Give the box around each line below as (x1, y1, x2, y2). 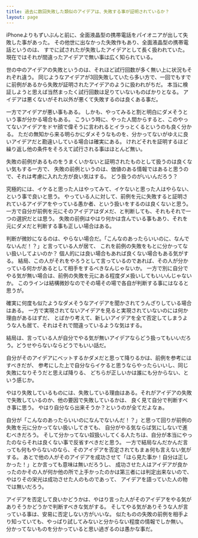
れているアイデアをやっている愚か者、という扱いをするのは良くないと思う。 (6, 200, 192, 207)
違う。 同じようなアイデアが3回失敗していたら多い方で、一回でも (21, 73, 181, 81)
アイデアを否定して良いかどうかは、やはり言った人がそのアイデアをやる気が (6, 495, 192, 502)
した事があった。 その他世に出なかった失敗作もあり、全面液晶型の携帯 (11, 39, 184, 46)
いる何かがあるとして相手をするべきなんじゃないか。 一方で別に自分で (16, 264, 189, 271)
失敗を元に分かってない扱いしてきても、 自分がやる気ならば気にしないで (6, 424, 183, 431)
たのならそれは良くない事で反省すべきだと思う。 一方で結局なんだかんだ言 (6, 438, 189, 446)
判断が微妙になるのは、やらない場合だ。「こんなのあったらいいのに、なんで (6, 235, 190, 242)
